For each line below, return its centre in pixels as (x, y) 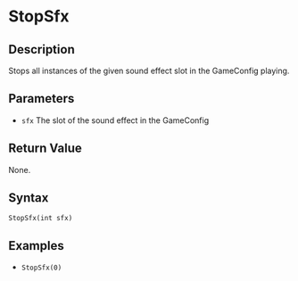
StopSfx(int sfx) (41, 219)
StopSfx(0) (41, 268)
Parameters (41, 99)
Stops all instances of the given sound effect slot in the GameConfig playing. (149, 70)
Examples (36, 246)
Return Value (45, 149)
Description (41, 50)
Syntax (29, 198)
